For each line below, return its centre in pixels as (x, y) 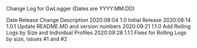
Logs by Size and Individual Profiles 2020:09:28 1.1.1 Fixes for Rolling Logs (96, 33)
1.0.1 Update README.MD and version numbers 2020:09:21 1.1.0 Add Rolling (98, 26)
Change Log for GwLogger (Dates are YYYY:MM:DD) (70, 9)
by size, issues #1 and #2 (37, 39)
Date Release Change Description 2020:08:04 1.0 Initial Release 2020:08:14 (98, 20)
